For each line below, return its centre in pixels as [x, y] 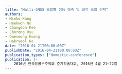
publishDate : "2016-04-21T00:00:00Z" [43, 50]
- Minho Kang [18, 18]
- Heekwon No [18, 23]
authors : [14, 14]
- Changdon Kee [20, 28]
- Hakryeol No [19, 41]
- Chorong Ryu [19, 32]
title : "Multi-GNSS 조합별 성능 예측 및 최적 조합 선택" [57, 9]
